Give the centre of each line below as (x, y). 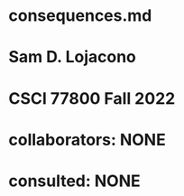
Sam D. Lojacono (72, 57)
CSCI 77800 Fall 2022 (92, 98)
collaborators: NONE (87, 140)
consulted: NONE (74, 181)
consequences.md (80, 16)
